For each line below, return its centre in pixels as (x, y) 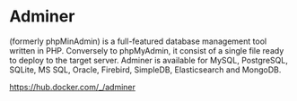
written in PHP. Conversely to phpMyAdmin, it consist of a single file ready (147, 50)
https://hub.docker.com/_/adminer (73, 87)
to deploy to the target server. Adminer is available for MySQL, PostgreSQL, (149, 60)
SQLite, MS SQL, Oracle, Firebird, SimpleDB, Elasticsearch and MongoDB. (145, 70)
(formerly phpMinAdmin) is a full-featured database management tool (138, 41)
